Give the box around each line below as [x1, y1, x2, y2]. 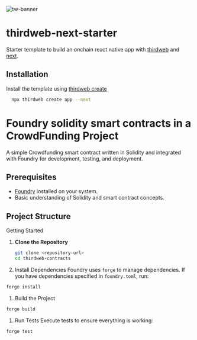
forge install [6, 284, 41, 290]
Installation [6, 69, 49, 79]
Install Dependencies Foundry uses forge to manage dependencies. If [14, 266, 185, 273]
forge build [6, 306, 35, 312]
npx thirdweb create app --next [11, 97, 92, 102]
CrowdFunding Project [6, 129, 119, 142]
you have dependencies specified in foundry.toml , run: [14, 272, 149, 280]
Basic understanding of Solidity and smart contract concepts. [14, 194, 164, 201]
